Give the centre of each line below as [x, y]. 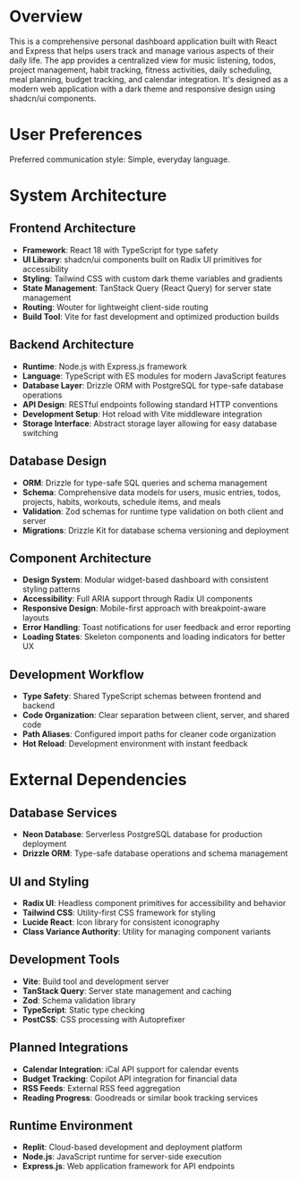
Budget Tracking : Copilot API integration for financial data [129, 1078]
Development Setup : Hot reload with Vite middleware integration [142, 414]
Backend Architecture [72, 345]
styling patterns [51, 589]
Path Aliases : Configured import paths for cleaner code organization [149, 734]
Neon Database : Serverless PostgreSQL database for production [142, 834]
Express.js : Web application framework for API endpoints [129, 1167]
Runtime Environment [71, 1125]
